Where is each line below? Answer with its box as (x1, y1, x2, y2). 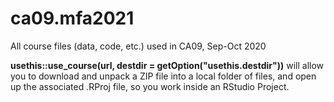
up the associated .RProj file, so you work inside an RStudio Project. (10, 80, 290, 92)
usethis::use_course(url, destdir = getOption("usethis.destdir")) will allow (10, 59, 325, 71)
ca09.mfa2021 (10, 7, 135, 30)
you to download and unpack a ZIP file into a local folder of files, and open (10, 70, 317, 82)
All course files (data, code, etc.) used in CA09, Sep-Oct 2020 (10, 40, 267, 52)
